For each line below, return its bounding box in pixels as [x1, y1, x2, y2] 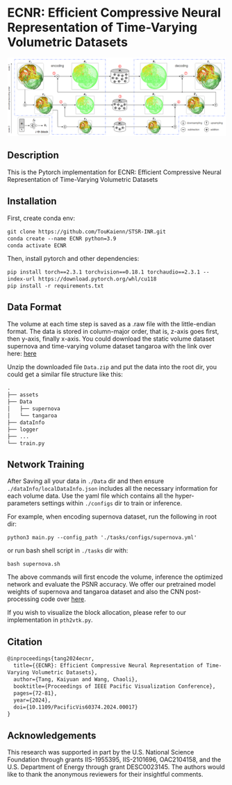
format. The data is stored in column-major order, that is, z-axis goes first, [7, 327, 219, 335]
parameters [7, 499, 40, 507]
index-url [7, 276, 36, 282]
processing [7, 595, 40, 603]
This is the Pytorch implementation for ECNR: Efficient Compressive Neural [7, 168, 222, 176]
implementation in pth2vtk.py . [7, 616, 93, 624]
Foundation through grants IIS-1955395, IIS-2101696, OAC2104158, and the [7, 755, 222, 763]
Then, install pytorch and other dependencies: [7, 254, 140, 262]
